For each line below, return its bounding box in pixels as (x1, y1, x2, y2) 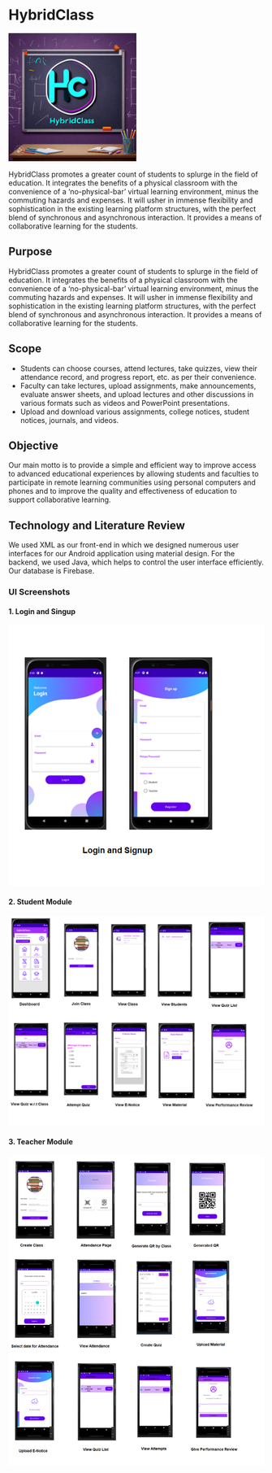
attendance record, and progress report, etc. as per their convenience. (19, 372, 257, 381)
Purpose (8, 245, 53, 259)
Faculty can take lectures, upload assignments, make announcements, (19, 381, 257, 390)
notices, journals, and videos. (19, 415, 119, 425)
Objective (8, 438, 59, 452)
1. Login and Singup (8, 606, 76, 616)
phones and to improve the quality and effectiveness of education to (8, 486, 237, 496)
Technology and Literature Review (8, 518, 185, 532)
